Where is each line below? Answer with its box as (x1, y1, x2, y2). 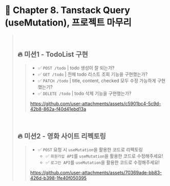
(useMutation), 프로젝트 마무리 (5, 17, 132, 29)
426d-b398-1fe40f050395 (30, 175, 87, 181)
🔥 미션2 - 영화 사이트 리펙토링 (17, 132, 106, 141)
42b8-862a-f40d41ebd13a (30, 106, 87, 112)
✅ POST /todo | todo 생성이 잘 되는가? (37, 64, 115, 71)
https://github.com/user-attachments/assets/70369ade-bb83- (30, 169, 162, 175)
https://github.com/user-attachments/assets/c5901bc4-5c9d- (30, 100, 161, 106)
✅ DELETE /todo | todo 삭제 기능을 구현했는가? (37, 90, 132, 96)
